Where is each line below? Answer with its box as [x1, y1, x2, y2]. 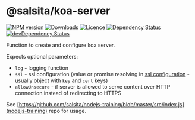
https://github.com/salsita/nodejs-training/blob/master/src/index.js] [18, 100, 184, 108]
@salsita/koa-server [6, 4, 111, 18]
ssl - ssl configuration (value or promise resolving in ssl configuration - [14, 70, 190, 77]
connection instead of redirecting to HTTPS [14, 89, 122, 96]
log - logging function [14, 64, 69, 72]
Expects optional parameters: [6, 53, 78, 60]
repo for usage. [48, 107, 87, 114]
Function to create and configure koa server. [6, 41, 115, 48]
